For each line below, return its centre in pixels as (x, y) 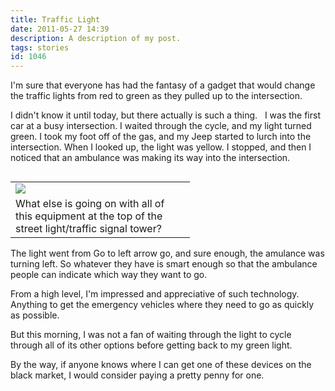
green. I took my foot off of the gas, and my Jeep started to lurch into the (161, 137)
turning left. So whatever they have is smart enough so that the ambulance (164, 264)
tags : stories (40, 47)
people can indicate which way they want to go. (109, 275)
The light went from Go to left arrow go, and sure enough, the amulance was (167, 253)
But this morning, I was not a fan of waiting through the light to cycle (151, 335)
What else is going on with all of (90, 204)
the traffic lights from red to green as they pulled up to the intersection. (156, 96)
